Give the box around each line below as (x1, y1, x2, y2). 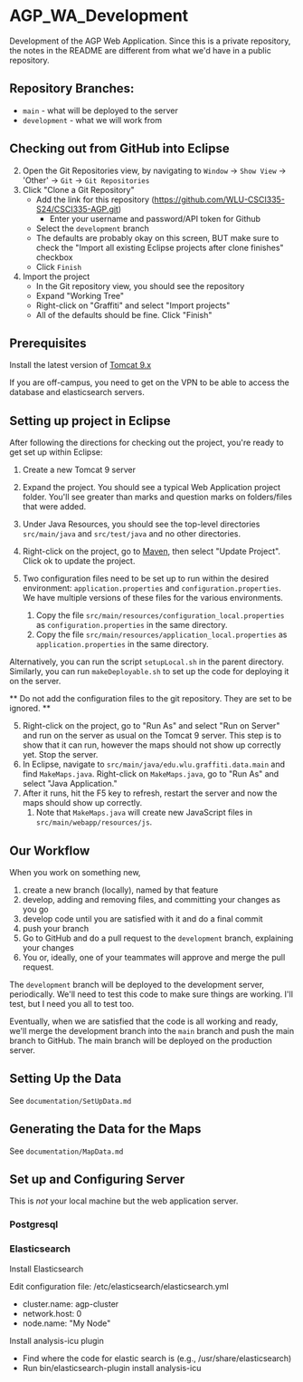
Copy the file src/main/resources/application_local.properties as (35, 629, 288, 640)
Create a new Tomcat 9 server (22, 464, 136, 476)
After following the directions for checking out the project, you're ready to (9, 437, 285, 449)
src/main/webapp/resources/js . (35, 817, 153, 827)
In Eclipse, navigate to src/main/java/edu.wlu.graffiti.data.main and (22, 759, 286, 770)
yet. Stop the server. (22, 749, 99, 760)
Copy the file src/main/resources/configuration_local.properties (35, 610, 285, 621)
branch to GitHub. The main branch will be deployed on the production (9, 1035, 273, 1046)
